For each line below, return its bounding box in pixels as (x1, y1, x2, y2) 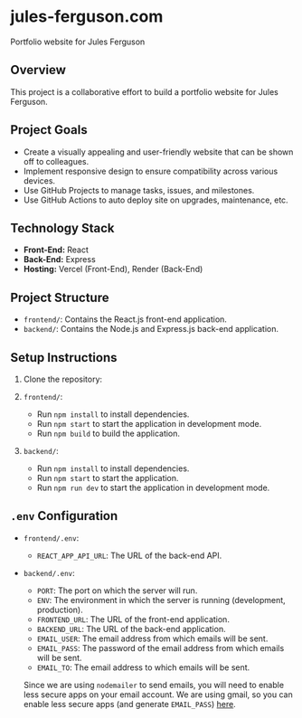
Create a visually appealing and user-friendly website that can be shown (23, 146, 294, 157)
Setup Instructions (10, 350, 118, 365)
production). (36, 604, 84, 615)
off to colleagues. (23, 156, 90, 166)
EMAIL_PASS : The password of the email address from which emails (36, 642, 285, 653)
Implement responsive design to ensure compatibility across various (23, 165, 278, 176)
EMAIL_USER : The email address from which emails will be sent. (36, 633, 269, 644)
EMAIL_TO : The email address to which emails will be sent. (36, 662, 250, 673)
